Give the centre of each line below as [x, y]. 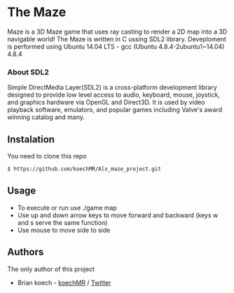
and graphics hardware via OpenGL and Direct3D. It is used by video [106, 102]
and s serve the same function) [62, 222]
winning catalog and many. [46, 117]
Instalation [31, 139]
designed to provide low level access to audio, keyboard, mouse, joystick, [114, 95]
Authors [26, 252]
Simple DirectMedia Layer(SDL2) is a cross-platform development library [112, 88]
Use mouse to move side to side [64, 230]
